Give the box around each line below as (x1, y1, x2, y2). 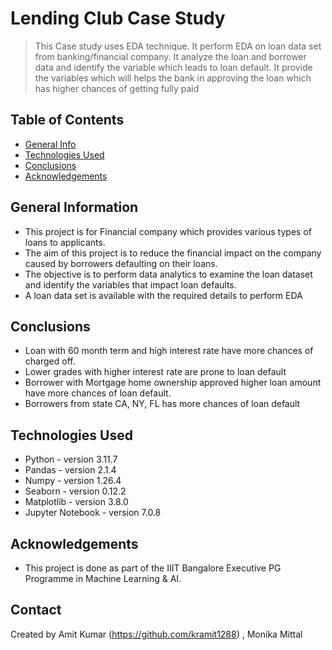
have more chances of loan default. (24, 387, 172, 399)
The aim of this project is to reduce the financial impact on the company (24, 247, 322, 259)
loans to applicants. (24, 236, 106, 248)
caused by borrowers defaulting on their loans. (24, 257, 218, 269)
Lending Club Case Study (10, 7, 226, 30)
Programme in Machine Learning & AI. (24, 573, 182, 584)
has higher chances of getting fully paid (34, 82, 200, 94)
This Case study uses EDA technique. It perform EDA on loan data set (34, 40, 322, 52)
